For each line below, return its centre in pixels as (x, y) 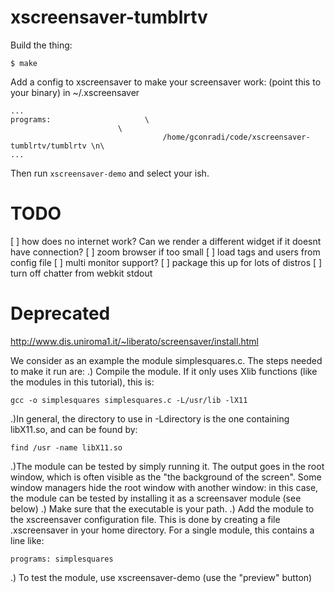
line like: (27, 540)
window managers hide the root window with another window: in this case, (164, 487)
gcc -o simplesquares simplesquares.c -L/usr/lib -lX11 (129, 400)
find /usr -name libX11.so (66, 447)
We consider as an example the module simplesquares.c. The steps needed (166, 360)
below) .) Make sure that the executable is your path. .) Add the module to (162, 508)
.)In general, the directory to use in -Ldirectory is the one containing (150, 418)
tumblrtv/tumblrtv (48, 146)
